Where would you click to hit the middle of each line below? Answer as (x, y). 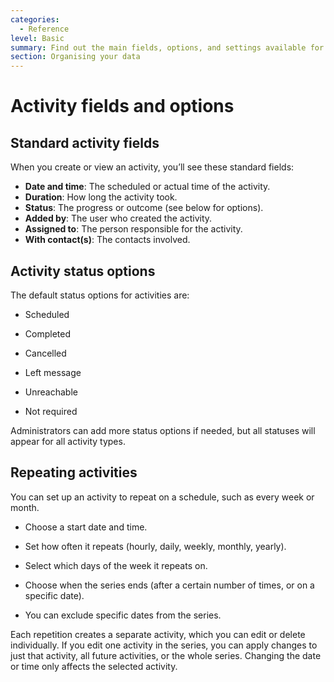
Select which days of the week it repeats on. (116, 565)
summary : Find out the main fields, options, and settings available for (167, 47)
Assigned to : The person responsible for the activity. (133, 229)
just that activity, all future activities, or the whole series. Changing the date (166, 655)
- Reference (44, 29)
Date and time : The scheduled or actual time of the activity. (147, 187)
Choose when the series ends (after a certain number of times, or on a (169, 585)
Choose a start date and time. (86, 527)
